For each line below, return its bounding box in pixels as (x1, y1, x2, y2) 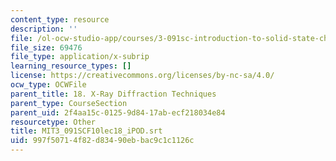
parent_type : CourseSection (10, 98, 128, 108)
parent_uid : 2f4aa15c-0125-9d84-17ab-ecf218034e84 (10, 107, 226, 118)
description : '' (10, 24, 78, 34)
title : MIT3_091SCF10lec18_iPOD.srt (10, 126, 163, 136)
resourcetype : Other (10, 117, 97, 127)
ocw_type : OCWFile (10, 80, 87, 90)
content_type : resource (10, 14, 110, 25)
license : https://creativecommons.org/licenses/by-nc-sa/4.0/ (10, 71, 275, 81)
